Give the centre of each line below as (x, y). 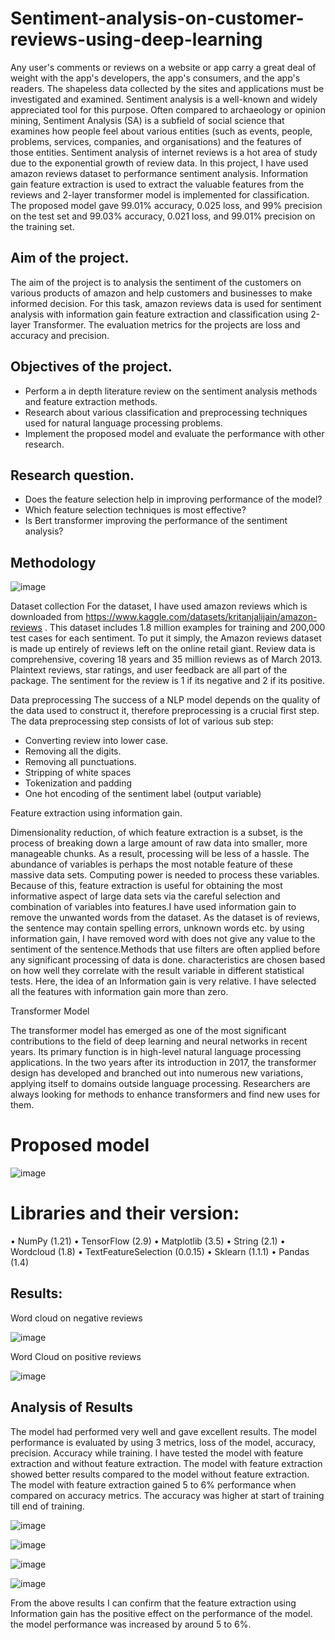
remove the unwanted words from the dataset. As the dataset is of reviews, (165, 918)
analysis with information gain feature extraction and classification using (159, 314)
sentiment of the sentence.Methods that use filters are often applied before (165, 949)
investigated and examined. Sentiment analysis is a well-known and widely (164, 99)
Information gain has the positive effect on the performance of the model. (161, 1613)
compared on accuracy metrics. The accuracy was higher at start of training (167, 1495)
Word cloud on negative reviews (76, 1318)
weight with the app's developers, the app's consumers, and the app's (155, 78)
